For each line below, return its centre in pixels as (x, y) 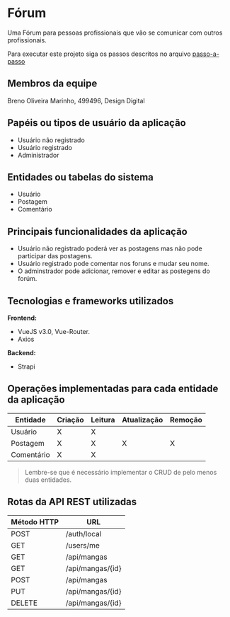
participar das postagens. (55, 256)
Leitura (103, 420)
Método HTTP (35, 521)
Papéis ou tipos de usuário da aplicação (97, 123)
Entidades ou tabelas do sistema (81, 177)
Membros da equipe (52, 84)
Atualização (143, 420)
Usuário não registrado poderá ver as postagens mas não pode (110, 248)
